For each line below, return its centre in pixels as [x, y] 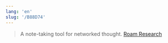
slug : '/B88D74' [26, 17]
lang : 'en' [19, 11]
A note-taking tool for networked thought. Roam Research [91, 34]
